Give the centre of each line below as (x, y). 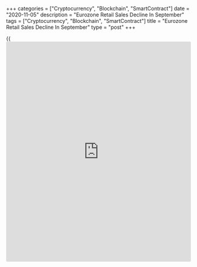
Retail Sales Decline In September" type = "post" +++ (71, 27)
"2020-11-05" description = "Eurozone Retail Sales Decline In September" (95, 15)
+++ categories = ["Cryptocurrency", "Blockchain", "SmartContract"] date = (98, 9)
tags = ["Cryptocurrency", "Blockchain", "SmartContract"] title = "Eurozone (97, 21)
